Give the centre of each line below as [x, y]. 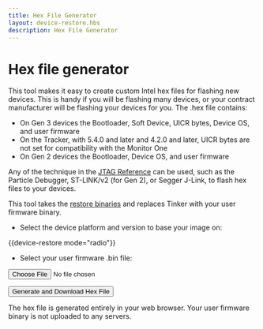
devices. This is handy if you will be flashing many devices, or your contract [131, 99]
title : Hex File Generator [53, 15]
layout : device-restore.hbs [54, 23]
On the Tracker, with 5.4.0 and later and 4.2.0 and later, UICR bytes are [135, 140]
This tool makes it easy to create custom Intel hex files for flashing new [124, 91]
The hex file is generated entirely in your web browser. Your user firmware [129, 308]
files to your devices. [42, 189]
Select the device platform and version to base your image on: [121, 228]
